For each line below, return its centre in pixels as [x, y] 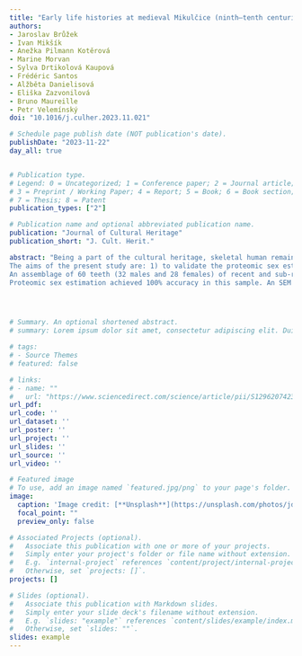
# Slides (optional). [50, 595]
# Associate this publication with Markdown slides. [114, 604]
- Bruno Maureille [44, 101]
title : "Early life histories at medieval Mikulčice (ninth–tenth [136, 18]
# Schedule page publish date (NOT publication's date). [118, 134]
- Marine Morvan [40, 59]
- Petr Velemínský [44, 110]
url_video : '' [36, 464]
